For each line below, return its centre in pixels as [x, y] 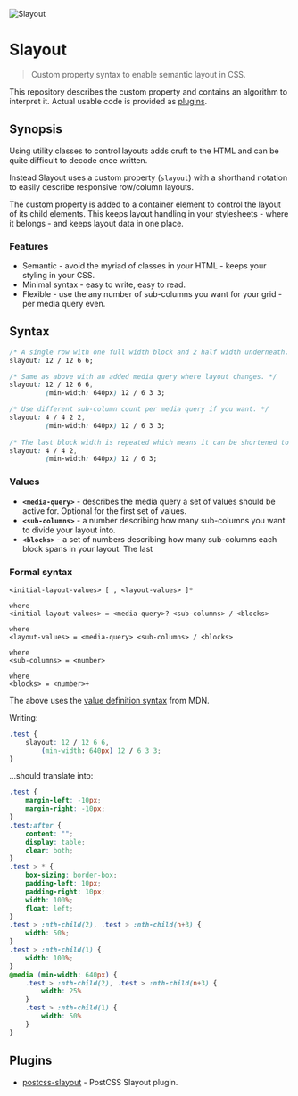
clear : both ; [50, 850]
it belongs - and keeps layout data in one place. [97, 223]
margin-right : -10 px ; [65, 809]
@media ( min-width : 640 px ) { [63, 975]
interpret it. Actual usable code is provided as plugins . [108, 101]
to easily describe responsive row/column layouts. [102, 186]
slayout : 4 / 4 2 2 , [48, 418]
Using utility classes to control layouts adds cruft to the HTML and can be [144, 151]
